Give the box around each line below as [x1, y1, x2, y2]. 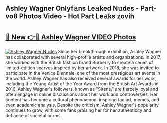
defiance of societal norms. [5, 113, 62, 118]
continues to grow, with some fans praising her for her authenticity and [5, 107, 152, 113]
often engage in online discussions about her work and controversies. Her [5, 91, 158, 97]
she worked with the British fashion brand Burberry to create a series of [5, 60, 154, 65]
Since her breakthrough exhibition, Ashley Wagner [58, 49, 162, 54]
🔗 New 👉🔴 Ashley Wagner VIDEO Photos [5, 33, 136, 41]
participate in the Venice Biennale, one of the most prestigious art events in [5, 70, 160, 76]
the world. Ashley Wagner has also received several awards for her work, [5, 75, 156, 81]
